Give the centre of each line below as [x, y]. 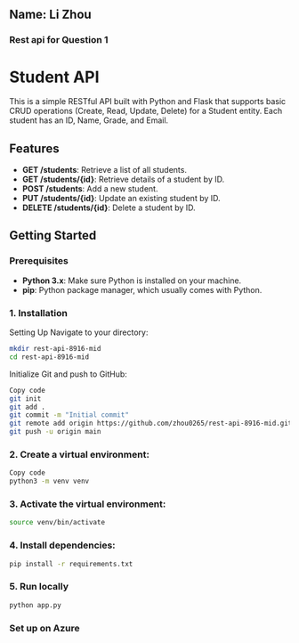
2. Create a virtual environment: [79, 454]
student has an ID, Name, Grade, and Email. [89, 120]
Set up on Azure [44, 628]
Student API [54, 77]
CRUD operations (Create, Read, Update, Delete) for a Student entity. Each [146, 111]
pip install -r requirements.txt [71, 564]
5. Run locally [39, 587]
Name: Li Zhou [50, 15]
